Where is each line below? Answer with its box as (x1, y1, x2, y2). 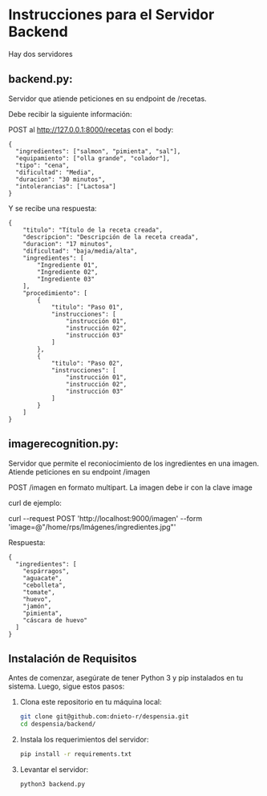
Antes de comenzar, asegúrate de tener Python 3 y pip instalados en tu (8, 673, 244, 683)
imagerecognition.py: (8, 437, 119, 451)
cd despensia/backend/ (19, 720, 96, 729)
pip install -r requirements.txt (19, 750, 132, 758)
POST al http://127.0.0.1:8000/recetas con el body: (8, 124, 174, 134)
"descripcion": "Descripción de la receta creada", (22, 232, 199, 241)
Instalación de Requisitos (8, 652, 137, 665)
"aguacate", (22, 574, 63, 582)
